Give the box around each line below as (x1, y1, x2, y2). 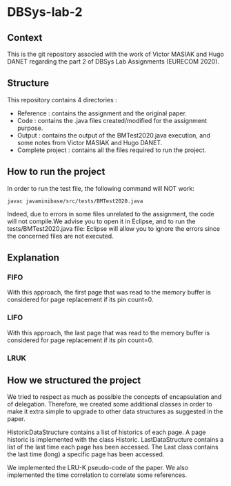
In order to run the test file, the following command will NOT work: (7, 184, 194, 192)
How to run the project (7, 166, 106, 178)
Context (7, 32, 43, 44)
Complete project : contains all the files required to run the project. (17, 146, 207, 154)
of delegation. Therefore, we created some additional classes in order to (7, 400, 212, 409)
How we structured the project (7, 374, 141, 386)
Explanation (7, 252, 60, 263)
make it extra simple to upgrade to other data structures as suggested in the (7, 407, 223, 415)
